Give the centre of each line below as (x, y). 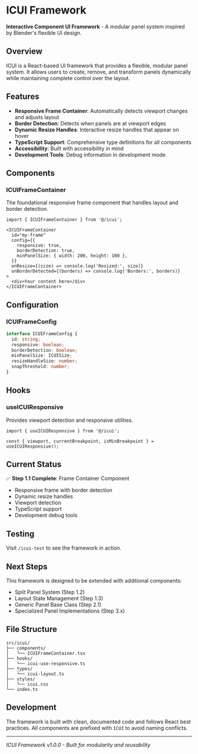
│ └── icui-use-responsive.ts (46, 663)
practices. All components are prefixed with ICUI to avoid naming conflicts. (97, 727)
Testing (20, 534)
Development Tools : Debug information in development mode (90, 154)
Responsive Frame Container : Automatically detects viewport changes (101, 111)
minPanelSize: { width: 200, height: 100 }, (72, 256)
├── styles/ (21, 679)
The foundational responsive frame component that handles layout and (92, 203)
